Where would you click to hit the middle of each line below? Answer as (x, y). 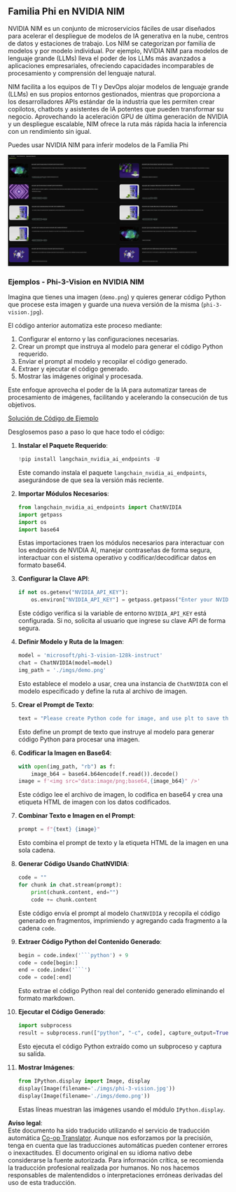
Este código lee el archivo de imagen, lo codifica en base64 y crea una (120, 795)
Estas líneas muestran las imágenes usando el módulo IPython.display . (122, 1109)
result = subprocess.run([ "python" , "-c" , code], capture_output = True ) (125, 1033)
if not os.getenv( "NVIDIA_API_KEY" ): (73, 592)
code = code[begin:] (48, 963)
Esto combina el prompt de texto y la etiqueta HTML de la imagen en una (123, 843)
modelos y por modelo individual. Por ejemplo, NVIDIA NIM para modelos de (118, 50)
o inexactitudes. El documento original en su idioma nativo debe (100, 1153)
